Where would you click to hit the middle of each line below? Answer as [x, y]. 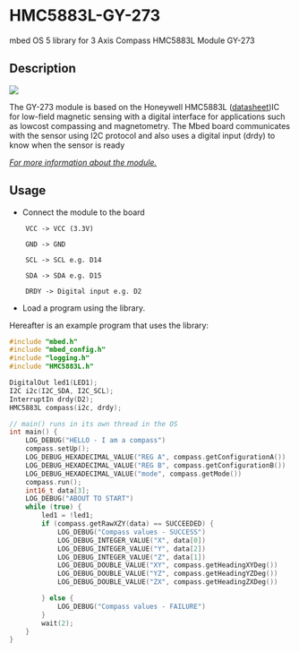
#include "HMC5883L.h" [51, 367]
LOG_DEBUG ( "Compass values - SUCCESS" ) [131, 532]
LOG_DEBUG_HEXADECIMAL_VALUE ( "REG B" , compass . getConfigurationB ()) [156, 465]
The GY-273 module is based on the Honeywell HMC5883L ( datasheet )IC [145, 107]
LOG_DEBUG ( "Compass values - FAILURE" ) [131, 606]
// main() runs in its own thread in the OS [94, 424]
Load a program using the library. [84, 308]
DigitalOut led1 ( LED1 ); [54, 383]
